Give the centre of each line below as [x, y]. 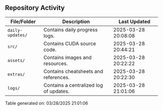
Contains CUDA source [70, 43]
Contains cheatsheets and [73, 71]
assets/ [16, 60]
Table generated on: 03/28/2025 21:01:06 [47, 103]
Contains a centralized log [73, 85]
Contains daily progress [71, 29]
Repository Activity [35, 8]
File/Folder [23, 21]
